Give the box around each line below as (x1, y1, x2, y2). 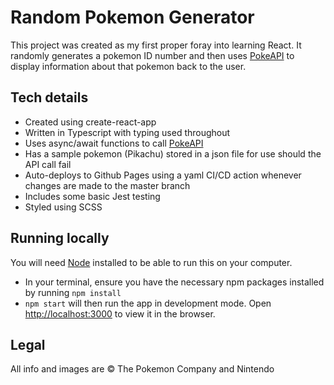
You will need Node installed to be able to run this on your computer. (10, 256, 293, 268)
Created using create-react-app (24, 116, 157, 128)
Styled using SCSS (24, 201, 103, 213)
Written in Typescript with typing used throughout (24, 126, 231, 138)
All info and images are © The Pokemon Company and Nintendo (10, 363, 275, 375)
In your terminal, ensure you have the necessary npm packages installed (24, 276, 325, 288)
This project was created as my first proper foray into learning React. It (10, 39, 302, 51)
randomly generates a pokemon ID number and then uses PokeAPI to (10, 49, 295, 61)
